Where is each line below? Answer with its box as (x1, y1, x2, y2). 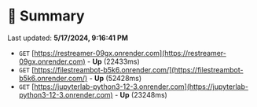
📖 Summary (7, 7, 85, 25)
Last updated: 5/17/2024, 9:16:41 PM (7, 33, 129, 42)
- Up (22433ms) (86, 57, 141, 66)
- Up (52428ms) (89, 73, 142, 83)
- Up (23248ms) (114, 90, 168, 99)
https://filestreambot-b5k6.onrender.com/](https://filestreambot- (34, 65, 244, 74)
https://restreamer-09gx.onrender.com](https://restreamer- (34, 48, 227, 57)
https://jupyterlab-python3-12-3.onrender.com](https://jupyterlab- (34, 82, 249, 91)
